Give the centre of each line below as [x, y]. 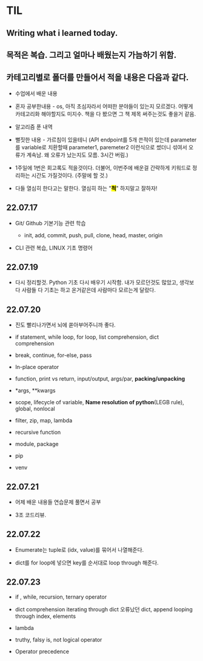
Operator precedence [42, 651]
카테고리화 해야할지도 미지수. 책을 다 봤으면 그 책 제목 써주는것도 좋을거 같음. [105, 114]
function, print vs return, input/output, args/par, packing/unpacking [100, 379]
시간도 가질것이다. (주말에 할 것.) [69, 175]
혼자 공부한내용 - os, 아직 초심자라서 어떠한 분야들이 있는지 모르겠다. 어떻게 [104, 106]
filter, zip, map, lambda [44, 421]
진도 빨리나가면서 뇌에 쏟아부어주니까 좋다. [65, 325]
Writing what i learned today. [62, 33]
